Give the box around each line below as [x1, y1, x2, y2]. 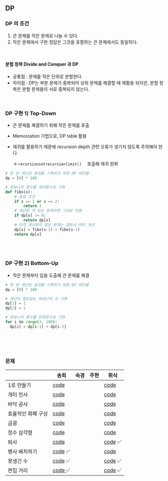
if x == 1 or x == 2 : [14, 199, 60, 204]
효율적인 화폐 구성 [8, 410, 48, 417]
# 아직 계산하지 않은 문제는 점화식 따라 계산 [14, 222, 95, 227]
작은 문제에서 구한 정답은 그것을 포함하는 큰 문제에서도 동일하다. [12, 39, 138, 45]
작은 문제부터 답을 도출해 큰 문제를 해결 [12, 272, 90, 278]
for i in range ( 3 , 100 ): [5, 320, 58, 325]
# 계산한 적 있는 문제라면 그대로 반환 [14, 208, 82, 213]
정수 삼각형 [8, 429, 33, 436]
